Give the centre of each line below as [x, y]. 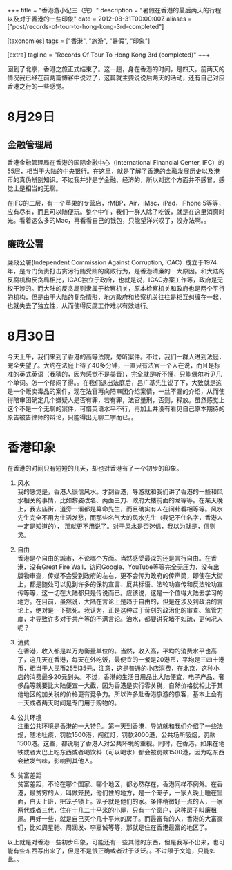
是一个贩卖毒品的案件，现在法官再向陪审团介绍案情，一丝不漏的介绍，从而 [113, 391]
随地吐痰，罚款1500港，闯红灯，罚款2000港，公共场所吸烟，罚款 [123, 734]
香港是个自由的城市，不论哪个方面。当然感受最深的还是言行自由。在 [114, 558]
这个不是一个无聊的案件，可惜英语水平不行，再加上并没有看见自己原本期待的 [116, 408]
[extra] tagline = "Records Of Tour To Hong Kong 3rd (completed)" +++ [109, 55]
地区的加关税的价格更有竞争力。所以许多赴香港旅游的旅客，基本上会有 [123, 694]
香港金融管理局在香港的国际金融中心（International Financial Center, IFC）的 [116, 162]
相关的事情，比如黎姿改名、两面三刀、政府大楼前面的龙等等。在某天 [120, 500]
